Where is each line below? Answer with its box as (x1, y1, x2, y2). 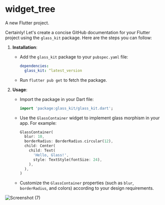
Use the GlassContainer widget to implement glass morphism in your (19, 115, 160, 121)
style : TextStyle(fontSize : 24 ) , (33, 157, 103, 162)
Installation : (12, 44, 38, 50)
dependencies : (19, 63, 49, 68)
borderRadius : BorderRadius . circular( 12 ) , (24, 139, 113, 144)
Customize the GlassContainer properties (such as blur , (19, 180, 134, 186)
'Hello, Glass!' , (33, 153, 69, 157)
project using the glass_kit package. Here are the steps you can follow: (5, 35, 152, 41)
